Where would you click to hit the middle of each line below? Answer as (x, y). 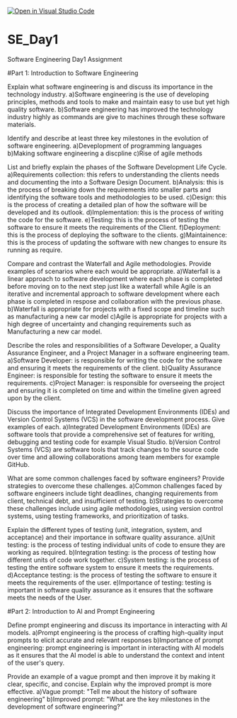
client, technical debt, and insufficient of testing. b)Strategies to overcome (116, 501)
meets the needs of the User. (50, 597)
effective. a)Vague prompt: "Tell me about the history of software (102, 691)
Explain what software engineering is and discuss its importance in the (110, 87)
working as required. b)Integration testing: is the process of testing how (112, 552)
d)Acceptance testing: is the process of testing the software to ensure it (112, 575)
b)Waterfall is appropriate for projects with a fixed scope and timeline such (116, 309)
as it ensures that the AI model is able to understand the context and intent (116, 655)
